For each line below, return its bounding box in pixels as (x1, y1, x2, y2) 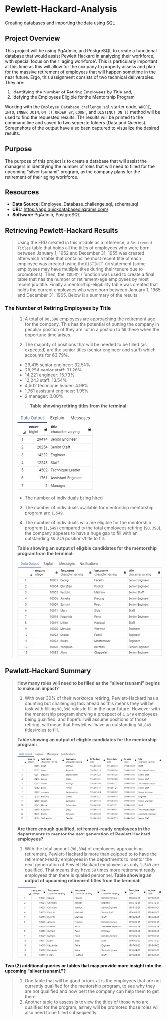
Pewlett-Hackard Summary (5, 667, 91, 675)
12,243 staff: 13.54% (24, 377, 67, 383)
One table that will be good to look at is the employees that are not (24, 977, 161, 983)
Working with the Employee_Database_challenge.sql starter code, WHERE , (5, 103, 152, 110)
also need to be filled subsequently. (24, 1009, 98, 1015)
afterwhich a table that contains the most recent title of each (17, 255, 142, 262)
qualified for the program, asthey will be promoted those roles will (24, 1004, 160, 1010)
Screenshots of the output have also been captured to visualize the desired (5, 125, 159, 131)
